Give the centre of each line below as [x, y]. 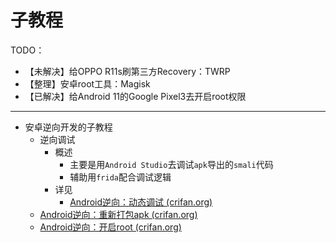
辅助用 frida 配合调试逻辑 [120, 177]
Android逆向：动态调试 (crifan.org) [141, 202]
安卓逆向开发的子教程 [68, 127]
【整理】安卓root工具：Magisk [87, 83]
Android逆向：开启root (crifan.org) [110, 227]
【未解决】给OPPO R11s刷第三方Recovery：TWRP [127, 71]
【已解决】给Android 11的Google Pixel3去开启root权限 [135, 96]
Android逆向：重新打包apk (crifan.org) [118, 214]
